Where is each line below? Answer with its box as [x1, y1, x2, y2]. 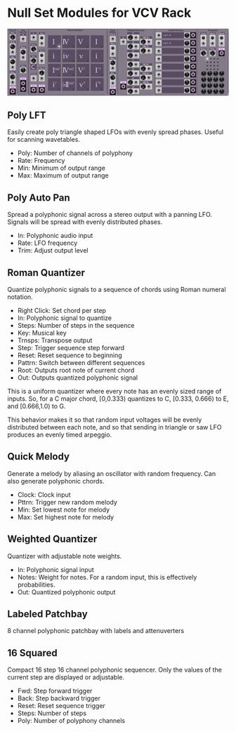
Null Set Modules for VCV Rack [7, 5, 192, 21]
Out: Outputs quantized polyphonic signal [17, 373, 138, 382]
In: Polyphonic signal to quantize [17, 314, 112, 322]
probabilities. [17, 580, 55, 589]
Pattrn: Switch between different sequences [17, 358, 145, 366]
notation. [7, 293, 33, 301]
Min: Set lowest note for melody [17, 505, 110, 514]
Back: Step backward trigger [17, 694, 100, 703]
